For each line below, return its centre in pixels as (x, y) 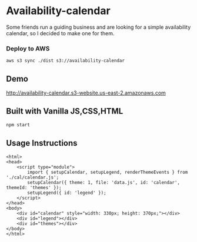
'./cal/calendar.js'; (33, 177)
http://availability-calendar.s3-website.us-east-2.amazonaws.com (86, 93)
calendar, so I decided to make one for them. (60, 33)
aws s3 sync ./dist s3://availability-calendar (66, 61)
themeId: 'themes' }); (34, 187)
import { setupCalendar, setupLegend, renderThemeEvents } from (108, 172)
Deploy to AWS (28, 48)
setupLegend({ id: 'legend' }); (67, 193)
